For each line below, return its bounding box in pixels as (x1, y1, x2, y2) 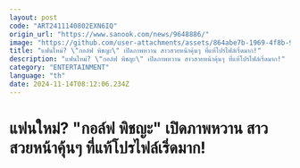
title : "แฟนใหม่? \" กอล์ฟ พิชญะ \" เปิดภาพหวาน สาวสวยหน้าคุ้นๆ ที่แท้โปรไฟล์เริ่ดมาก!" (9, 46, 262, 55)
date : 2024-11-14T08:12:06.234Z (9, 80, 129, 88)
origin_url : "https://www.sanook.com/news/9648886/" (9, 29, 210, 38)
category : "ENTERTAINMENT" (9, 63, 110, 72)
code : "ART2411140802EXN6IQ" (9, 21, 118, 30)
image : (9, 38, 34, 47)
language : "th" (9, 71, 66, 80)
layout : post (9, 13, 58, 22)
